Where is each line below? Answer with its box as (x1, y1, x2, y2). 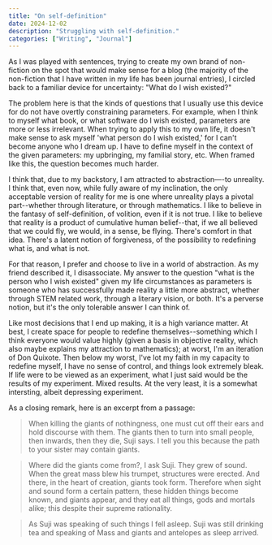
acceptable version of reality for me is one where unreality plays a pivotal (8, 192, 254, 201)
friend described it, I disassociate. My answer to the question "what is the (8, 268, 255, 278)
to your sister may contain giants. (28, 444, 140, 455)
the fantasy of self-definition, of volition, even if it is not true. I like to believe (8, 209, 263, 219)
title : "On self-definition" (8, 11, 107, 20)
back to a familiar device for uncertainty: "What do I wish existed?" (8, 83, 232, 93)
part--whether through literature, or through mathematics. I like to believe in (8, 201, 262, 210)
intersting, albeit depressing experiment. (8, 387, 144, 397)
